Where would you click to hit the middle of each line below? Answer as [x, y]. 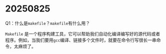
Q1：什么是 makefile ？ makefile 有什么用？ [47, 23]
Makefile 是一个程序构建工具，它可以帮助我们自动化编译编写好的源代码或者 [83, 33]
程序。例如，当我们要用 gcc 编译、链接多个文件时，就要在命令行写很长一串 [81, 40]
